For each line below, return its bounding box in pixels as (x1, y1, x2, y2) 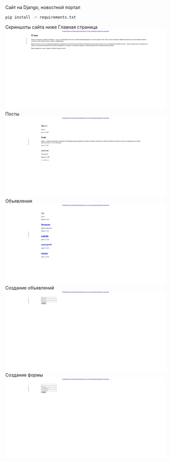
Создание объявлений (5, 285, 54, 291)
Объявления (5, 198, 33, 204)
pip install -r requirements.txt (5, 15, 76, 20)
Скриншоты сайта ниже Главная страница (5, 24, 98, 30)
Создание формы (5, 371, 43, 378)
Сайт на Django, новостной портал (5, 5, 80, 10)
